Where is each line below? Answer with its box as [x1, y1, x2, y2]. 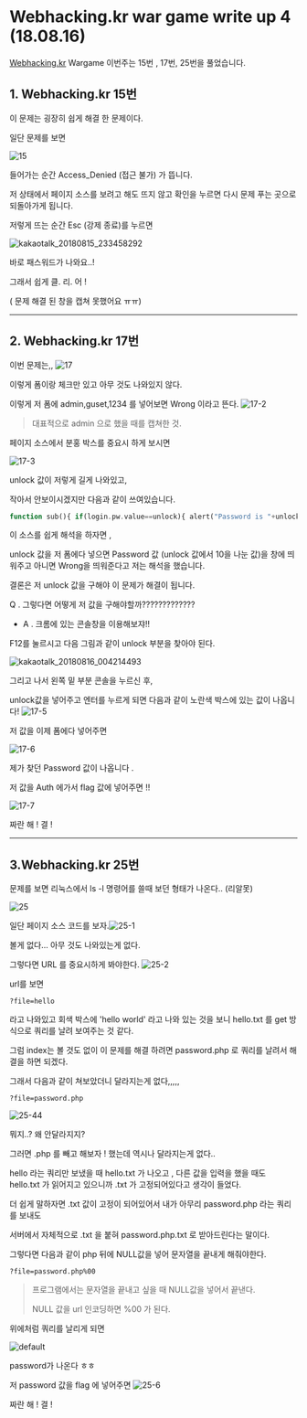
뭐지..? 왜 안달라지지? [9, 1129, 86, 1140]
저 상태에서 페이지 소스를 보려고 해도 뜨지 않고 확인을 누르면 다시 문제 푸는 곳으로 [9, 188, 297, 199]
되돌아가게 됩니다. [9, 199, 74, 211]
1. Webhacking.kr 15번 [9, 87, 137, 102]
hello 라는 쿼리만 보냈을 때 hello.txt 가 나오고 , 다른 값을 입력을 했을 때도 [9, 1167, 267, 1178]
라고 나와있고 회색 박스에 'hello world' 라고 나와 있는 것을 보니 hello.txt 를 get [9, 1014, 288, 1025]
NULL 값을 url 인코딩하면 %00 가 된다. [31, 1304, 171, 1315]
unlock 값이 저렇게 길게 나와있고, [9, 474, 128, 485]
